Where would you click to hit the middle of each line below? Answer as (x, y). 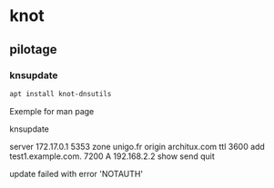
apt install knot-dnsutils (61, 94)
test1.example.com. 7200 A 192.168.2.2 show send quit (112, 156)
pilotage (33, 49)
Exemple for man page (52, 111)
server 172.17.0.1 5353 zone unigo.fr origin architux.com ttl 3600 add (137, 146)
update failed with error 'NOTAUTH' (76, 173)
